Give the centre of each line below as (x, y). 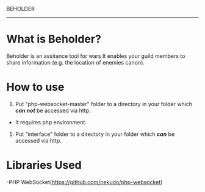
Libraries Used (44, 165)
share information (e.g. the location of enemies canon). (76, 62)
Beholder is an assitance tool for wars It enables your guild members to (96, 56)
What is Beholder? (54, 39)
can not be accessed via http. (53, 110)
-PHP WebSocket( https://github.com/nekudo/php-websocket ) (85, 182)
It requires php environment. (51, 122)
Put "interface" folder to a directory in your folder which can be (95, 134)
